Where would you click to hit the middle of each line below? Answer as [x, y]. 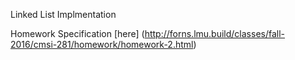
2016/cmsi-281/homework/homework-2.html [102, 44]
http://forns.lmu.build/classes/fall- [215, 33]
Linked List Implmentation [63, 14]
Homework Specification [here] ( [77, 33]
